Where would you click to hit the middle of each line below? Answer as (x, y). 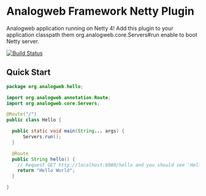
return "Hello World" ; (46, 171)
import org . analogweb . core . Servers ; (53, 103)
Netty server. (23, 41)
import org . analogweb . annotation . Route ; (59, 97)
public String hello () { (44, 159)
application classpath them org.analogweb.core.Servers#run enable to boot (102, 34)
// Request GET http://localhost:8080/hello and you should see (101, 165)
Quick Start (29, 73)
